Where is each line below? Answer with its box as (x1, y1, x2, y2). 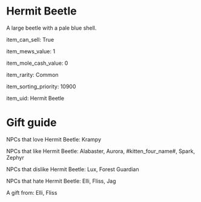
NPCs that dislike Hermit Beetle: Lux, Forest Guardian (6, 165, 139, 173)
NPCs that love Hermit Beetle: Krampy (6, 135, 102, 143)
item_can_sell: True (6, 36, 54, 43)
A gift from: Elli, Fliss (6, 189, 58, 196)
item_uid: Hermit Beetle (6, 94, 65, 102)
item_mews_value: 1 (6, 47, 56, 55)
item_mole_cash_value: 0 (6, 59, 68, 67)
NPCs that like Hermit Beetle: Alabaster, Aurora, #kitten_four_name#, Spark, (6, 147, 196, 155)
